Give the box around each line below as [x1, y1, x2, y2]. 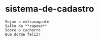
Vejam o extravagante [5, 19, 50, 24]
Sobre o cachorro [5, 27, 41, 32]
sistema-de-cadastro [5, 3, 95, 14]
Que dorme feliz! [5, 32, 41, 37]
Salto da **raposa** [5, 23, 48, 28]
